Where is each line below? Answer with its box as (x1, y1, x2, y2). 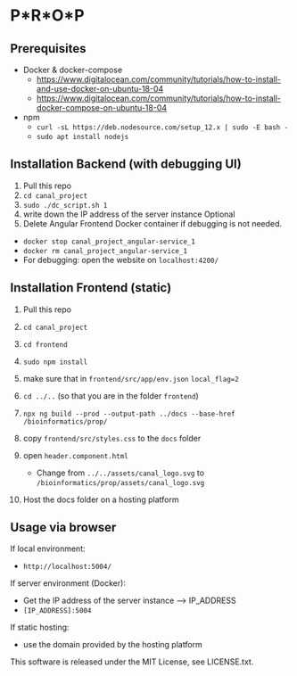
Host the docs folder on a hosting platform (22, 494, 179, 505)
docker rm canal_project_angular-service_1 (22, 246, 188, 255)
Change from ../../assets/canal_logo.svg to (36, 467, 204, 478)
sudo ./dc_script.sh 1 (22, 201, 108, 210)
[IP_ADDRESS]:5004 (22, 606, 92, 615)
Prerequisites (10, 41, 87, 56)
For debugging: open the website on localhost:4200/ (22, 254, 219, 265)
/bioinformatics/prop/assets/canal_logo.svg (36, 478, 205, 487)
